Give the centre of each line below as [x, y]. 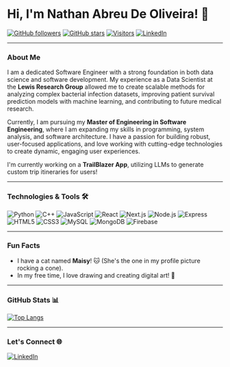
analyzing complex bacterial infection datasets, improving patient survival [111, 94]
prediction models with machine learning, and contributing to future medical [114, 102]
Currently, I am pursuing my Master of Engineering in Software [97, 122]
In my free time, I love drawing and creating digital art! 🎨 [96, 275]
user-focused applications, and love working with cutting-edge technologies [115, 144]
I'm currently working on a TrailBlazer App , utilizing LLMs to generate [105, 165]
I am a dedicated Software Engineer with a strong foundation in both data [110, 72]
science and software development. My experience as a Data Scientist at [110, 80]
